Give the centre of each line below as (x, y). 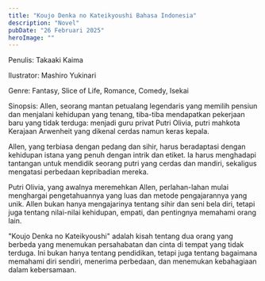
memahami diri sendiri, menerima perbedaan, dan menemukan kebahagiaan (132, 261)
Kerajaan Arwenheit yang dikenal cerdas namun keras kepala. (109, 131)
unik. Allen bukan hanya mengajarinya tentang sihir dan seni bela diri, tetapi (132, 204)
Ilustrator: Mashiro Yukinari (52, 75)
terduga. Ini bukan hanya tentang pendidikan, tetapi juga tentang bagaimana (133, 253)
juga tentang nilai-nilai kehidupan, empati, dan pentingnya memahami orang (132, 213)
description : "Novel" (44, 23)
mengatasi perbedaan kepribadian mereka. (79, 172)
